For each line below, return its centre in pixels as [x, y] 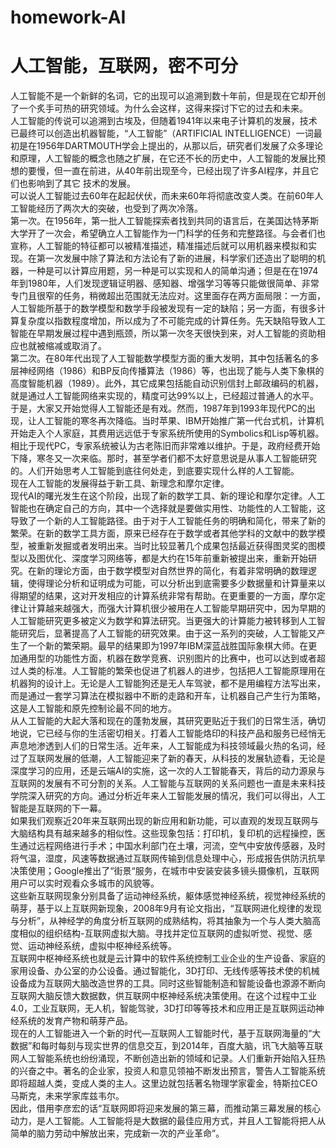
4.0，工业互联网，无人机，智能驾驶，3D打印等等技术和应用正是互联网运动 [163, 1008]
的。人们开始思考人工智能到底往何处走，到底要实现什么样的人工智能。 [155, 471]
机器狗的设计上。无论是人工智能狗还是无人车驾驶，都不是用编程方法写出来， [168, 683]
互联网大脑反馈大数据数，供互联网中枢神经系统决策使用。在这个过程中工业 [163, 996]
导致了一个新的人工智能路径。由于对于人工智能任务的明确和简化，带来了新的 [168, 521]
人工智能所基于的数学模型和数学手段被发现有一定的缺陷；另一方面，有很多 [163, 308]
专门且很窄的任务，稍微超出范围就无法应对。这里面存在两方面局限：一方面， [168, 296]
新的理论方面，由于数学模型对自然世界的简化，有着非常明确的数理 [172, 571]
